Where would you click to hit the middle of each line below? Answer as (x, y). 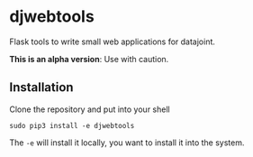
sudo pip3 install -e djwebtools (72, 125)
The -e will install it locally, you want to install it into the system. (127, 143)
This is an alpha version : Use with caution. (89, 59)
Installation (41, 88)
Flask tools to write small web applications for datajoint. (113, 42)
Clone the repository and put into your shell (90, 109)
